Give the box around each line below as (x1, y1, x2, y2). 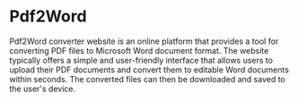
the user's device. (9, 83, 76, 94)
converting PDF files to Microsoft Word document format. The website (9, 45, 269, 55)
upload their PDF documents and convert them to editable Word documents (9, 64, 290, 75)
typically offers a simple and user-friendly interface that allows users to (9, 55, 274, 65)
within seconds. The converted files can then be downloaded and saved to (9, 73, 285, 84)
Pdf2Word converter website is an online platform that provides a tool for (9, 36, 279, 46)
